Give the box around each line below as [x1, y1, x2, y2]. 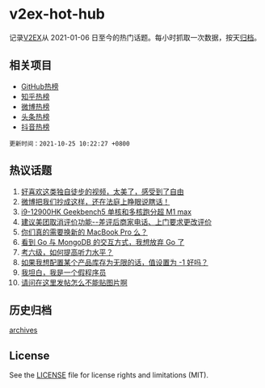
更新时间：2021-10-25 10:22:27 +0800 [9, 139, 130, 148]
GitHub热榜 [20, 82, 59, 91]
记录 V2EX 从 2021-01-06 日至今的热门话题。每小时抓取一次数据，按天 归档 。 [9, 32, 262, 42]
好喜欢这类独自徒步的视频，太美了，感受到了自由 [20, 187, 184, 196]
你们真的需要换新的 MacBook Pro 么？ [20, 227, 149, 237]
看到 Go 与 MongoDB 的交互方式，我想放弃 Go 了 [20, 237, 185, 247]
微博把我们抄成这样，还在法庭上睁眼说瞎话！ [20, 196, 170, 206]
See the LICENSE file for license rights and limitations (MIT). [9, 370, 209, 380]
